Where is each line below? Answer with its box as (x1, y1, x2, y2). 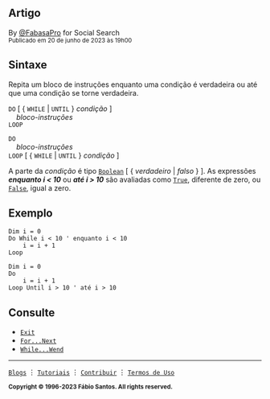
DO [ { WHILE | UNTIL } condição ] (8, 104, 112, 113)
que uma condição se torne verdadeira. (8, 88, 139, 97)
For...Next (19, 337, 57, 345)
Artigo (8, 6, 42, 20)
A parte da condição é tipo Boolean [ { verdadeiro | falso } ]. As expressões (8, 166, 256, 175)
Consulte (8, 306, 55, 319)
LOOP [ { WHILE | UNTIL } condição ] (8, 150, 120, 160)
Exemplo (8, 207, 53, 220)
